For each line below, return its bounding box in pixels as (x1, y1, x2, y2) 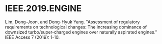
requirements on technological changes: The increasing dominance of (5, 24, 147, 29)
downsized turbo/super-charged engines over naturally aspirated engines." (5, 29, 157, 35)
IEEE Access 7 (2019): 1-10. (5, 34, 60, 40)
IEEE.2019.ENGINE (5, 3, 82, 14)
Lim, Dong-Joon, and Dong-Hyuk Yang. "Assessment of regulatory (5, 19, 140, 25)
